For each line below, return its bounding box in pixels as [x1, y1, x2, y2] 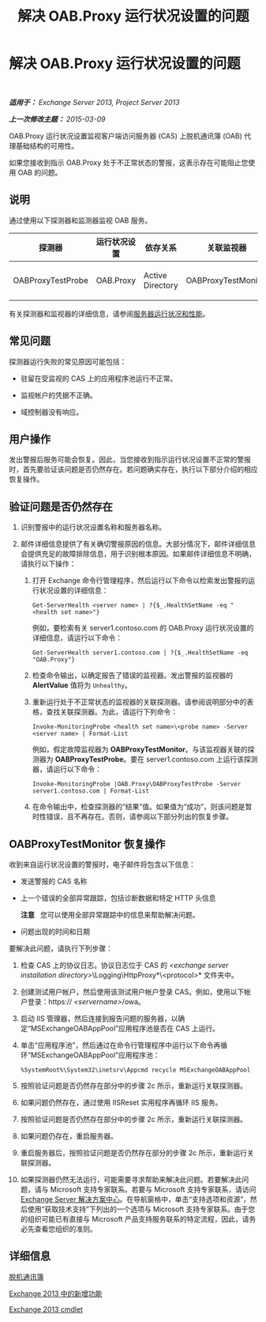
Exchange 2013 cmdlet [9, 1305, 84, 1314]
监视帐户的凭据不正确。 [20, 390, 97, 400]
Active [143, 269, 168, 281]
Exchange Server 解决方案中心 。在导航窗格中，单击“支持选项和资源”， [20, 1195, 251, 1203]
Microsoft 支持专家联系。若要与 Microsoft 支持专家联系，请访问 [50, 1185, 257, 1194]
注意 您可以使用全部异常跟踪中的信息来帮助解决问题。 [20, 910, 200, 919]
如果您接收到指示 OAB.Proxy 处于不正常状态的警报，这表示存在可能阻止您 [9, 157, 249, 167]
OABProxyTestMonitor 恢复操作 [9, 837, 166, 850]
